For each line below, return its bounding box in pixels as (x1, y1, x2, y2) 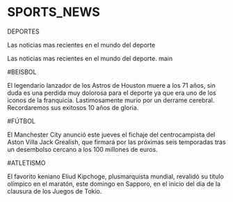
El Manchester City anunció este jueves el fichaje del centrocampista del (7, 130, 216, 139)
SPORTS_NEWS (7, 4, 101, 20)
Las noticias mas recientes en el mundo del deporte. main (7, 54, 172, 63)
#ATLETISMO (7, 158, 46, 167)
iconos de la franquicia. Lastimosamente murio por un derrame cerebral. (7, 95, 215, 104)
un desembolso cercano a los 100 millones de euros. (7, 145, 158, 153)
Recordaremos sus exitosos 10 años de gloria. (7, 103, 139, 111)
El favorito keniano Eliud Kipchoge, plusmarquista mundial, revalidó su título (7, 172, 224, 180)
